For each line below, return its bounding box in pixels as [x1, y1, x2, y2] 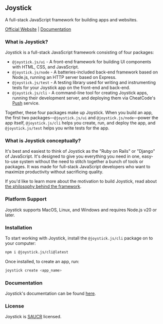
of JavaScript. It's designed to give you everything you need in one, [5, 153, 141, 160]
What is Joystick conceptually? [5, 137, 81, 144]
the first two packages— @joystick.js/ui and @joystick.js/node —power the [5, 115, 159, 121]
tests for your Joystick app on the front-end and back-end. [12, 85, 130, 90]
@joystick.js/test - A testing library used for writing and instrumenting [12, 80, 156, 86]
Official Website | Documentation [5, 26, 72, 32]
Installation [5, 224, 33, 231]
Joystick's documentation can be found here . [5, 290, 96, 296]
